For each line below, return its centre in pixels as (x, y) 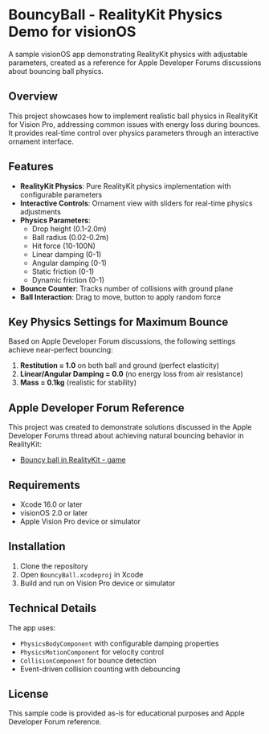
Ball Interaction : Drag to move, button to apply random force (120, 297)
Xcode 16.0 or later (51, 504)
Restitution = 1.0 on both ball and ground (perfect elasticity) (119, 365)
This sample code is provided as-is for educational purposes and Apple (126, 713)
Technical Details (53, 608)
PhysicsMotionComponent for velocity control (92, 651)
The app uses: (32, 627)
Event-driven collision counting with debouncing (100, 669)
